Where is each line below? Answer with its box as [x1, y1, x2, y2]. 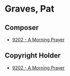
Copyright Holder [5, 51, 61, 60]
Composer [5, 23, 39, 32]
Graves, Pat [5, 3, 54, 15]
